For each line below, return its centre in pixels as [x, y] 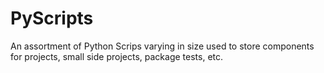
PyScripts [52, 18]
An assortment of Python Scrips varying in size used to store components [162, 46]
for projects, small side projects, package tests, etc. [117, 56]
